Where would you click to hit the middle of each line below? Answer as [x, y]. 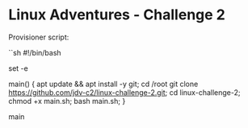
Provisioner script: [39, 37]
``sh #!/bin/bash [35, 52]
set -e [18, 68]
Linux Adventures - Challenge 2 [117, 15]
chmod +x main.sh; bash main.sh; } [67, 101]
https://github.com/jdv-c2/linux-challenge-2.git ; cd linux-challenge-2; [124, 92]
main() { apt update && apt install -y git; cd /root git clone [103, 84]
